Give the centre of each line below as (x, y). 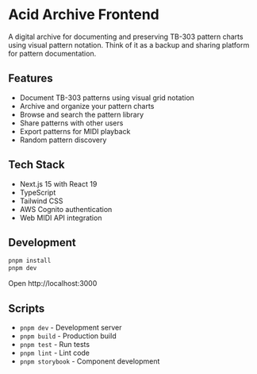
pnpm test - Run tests (54, 344)
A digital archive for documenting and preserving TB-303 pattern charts (126, 37)
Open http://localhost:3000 (53, 283)
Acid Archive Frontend (84, 15)
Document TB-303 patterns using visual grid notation (107, 98)
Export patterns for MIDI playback (75, 131)
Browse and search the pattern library (82, 114)
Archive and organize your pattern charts (87, 106)
